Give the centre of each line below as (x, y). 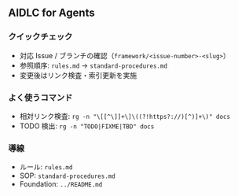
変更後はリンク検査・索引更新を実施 (78, 75)
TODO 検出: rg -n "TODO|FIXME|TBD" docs (87, 126)
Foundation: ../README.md (61, 184)
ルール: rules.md (46, 167)
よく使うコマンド (40, 98)
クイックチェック (40, 37)
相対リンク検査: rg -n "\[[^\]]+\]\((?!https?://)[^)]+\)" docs (124, 116)
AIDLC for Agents (52, 13)
